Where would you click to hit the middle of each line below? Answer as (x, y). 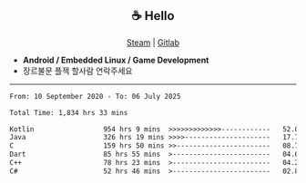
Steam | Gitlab (153, 42)
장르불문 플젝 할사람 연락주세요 (77, 71)
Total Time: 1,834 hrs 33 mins (69, 112)
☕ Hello (153, 16)
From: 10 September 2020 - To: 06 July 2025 (95, 96)
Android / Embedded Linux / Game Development (116, 60)
